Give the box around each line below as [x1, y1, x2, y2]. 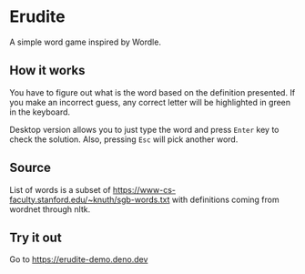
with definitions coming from [171, 194, 280, 205]
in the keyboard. [9, 107, 71, 117]
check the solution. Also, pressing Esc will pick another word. [9, 134, 239, 145]
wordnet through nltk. [9, 203, 91, 215]
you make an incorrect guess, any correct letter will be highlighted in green [9, 96, 291, 107]
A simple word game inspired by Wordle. [9, 36, 162, 47]
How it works [9, 63, 86, 78]
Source [9, 160, 52, 176]
